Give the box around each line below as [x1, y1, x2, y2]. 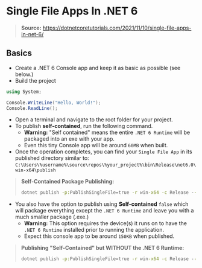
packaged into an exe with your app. [24, 135, 115, 142]
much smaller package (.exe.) [14, 213, 89, 221]
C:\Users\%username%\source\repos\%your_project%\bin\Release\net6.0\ [14, 162, 197, 168]
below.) [14, 71, 34, 78]
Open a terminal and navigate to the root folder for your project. [14, 116, 173, 123]
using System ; [6, 89, 42, 95]
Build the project [14, 77, 56, 84]
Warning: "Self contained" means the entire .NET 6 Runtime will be [24, 129, 191, 136]
